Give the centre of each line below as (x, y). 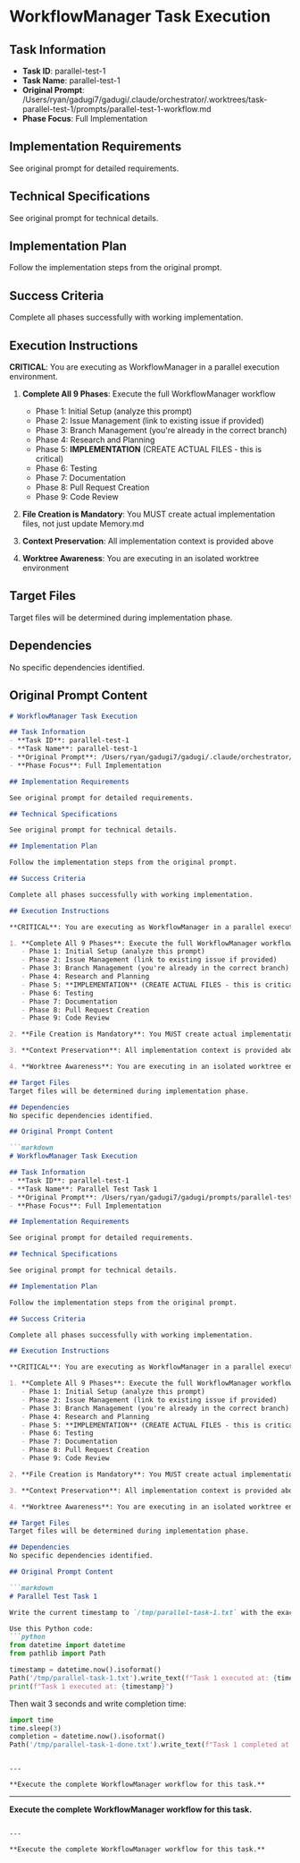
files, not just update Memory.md (83, 524)
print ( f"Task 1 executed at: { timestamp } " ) (92, 1686)
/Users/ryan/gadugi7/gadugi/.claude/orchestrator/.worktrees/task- (145, 99)
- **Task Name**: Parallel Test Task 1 (83, 1189)
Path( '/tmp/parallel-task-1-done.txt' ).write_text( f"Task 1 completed (143, 1745)
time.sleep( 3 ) (36, 1728)
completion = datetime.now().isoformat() (87, 1737)
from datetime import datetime (67, 1645)
